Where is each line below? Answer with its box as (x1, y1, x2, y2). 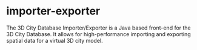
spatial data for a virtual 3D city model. (6, 37, 103, 44)
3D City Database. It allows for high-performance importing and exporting (6, 30, 191, 37)
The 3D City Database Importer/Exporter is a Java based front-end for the (6, 24, 191, 31)
